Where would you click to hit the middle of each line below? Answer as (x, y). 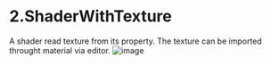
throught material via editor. (60, 50)
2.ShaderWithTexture (90, 16)
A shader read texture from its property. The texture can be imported (136, 41)
